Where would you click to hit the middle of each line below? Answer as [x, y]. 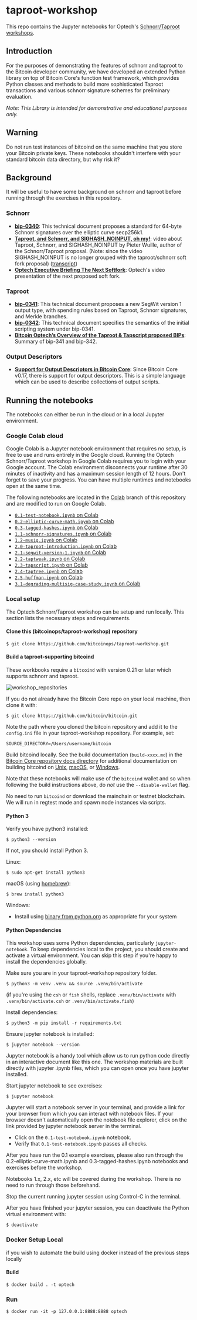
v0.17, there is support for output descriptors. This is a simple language [100, 376]
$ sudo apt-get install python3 [45, 873]
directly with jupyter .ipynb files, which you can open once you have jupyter [97, 1068]
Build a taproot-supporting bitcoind [50, 657]
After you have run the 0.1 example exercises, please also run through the [95, 1155]
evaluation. [19, 96]
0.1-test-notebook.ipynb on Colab [56, 515]
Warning [22, 133]
